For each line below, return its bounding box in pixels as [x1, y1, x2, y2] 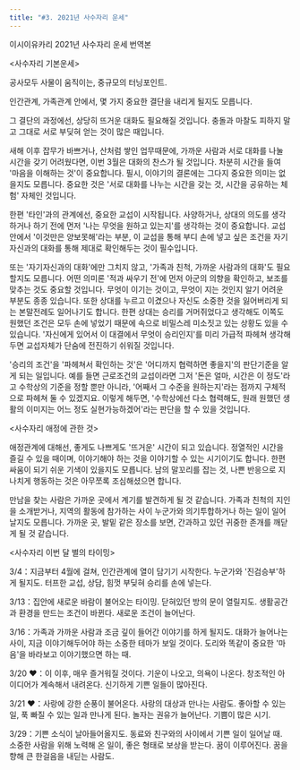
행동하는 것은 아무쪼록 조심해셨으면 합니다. [32, 475, 182, 486]
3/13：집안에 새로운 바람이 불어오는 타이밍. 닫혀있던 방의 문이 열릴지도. [9, 596, 258, 607]
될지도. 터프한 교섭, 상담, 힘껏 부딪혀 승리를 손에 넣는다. [18, 577, 212, 587]
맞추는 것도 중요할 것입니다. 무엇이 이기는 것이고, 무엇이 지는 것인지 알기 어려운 [9, 284, 284, 295]
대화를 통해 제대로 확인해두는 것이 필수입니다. [39, 243, 199, 253]
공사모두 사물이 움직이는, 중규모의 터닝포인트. [9, 77, 167, 88]
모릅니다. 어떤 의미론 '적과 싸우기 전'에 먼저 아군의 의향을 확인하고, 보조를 [32, 272, 288, 283]
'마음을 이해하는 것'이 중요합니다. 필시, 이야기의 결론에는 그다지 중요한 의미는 [9, 167, 277, 178]
